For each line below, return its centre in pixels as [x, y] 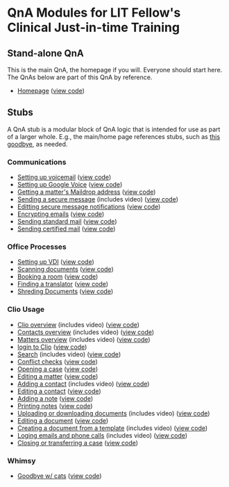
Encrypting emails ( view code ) [61, 214]
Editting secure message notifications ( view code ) [89, 207]
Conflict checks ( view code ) [58, 361]
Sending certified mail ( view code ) [66, 229]
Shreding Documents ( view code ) [65, 291]
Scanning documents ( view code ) [65, 270]
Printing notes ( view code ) [55, 406]
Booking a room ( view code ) [58, 276]
